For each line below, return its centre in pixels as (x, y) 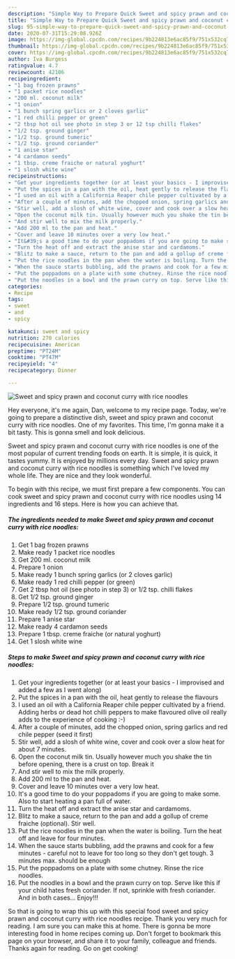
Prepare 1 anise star (46, 619)
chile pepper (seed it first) (55, 734)
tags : (16, 300)
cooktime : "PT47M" (35, 358)
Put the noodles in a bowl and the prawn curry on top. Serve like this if (119, 883)
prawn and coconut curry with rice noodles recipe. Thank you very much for (117, 918)
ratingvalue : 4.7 (33, 66)
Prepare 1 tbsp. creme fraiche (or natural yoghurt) (89, 634)
